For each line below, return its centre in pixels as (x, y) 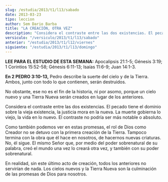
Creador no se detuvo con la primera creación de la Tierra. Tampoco (76, 132)
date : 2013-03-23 (23, 15)
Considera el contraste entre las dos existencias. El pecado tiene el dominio (83, 106)
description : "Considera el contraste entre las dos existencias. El (79, 33)
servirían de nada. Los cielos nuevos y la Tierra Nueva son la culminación (81, 168)
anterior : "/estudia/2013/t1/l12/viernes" (50, 43)
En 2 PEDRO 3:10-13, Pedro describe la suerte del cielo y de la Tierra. (77, 76)
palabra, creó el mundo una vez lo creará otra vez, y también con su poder (82, 148)
